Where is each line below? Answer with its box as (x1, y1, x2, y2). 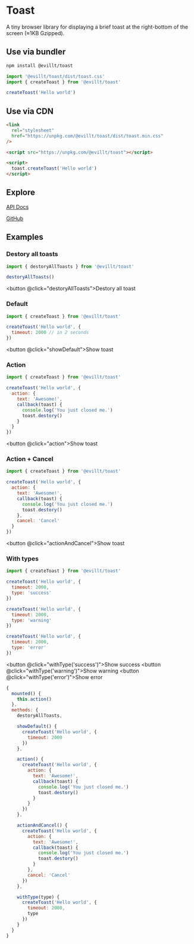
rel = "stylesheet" (11, 127, 55, 133)
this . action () (17, 696, 52, 702)
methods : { (11, 707, 39, 713)
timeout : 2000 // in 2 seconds (11, 330, 89, 336)
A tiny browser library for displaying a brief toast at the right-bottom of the (6, 23, 189, 30)
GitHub (6, 215, 24, 222)
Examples (6, 232, 43, 242)
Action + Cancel (6, 455, 54, 463)
